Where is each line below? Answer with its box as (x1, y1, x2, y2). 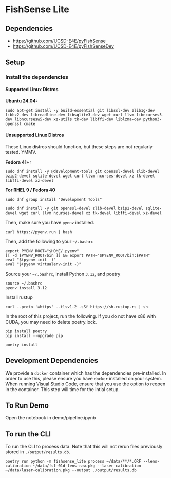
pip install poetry (5, 328, 47, 334)
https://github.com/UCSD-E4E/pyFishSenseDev (12, 43, 115, 49)
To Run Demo (5, 401, 49, 410)
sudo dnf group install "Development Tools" (5, 197, 102, 202)
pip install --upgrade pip (5, 333, 63, 338)
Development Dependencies (5, 356, 99, 365)
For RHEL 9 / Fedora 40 (5, 187, 55, 193)
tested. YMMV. (5, 149, 37, 155)
